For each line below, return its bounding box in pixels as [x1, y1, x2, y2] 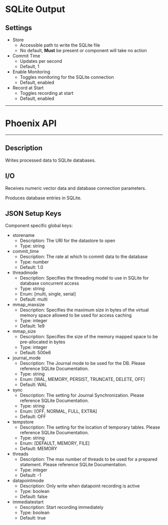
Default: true [19, 515, 46, 521]
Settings [5, 24, 32, 32]
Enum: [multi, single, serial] [19, 291, 76, 297]
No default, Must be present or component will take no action [19, 48, 147, 53]
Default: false [19, 493, 47, 500]
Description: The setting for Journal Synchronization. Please [19, 392, 144, 399]
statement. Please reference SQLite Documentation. [19, 462, 127, 468]
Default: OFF [19, 414, 46, 420]
